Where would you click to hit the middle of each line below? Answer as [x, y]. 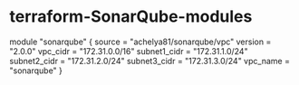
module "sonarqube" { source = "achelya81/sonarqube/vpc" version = [140, 42]
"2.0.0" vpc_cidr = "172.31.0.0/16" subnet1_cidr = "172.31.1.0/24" [129, 51]
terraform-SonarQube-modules [131, 17]
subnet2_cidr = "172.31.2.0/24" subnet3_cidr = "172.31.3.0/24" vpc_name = [149, 61]
